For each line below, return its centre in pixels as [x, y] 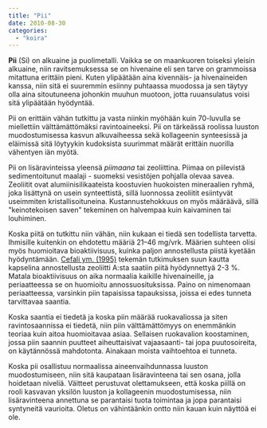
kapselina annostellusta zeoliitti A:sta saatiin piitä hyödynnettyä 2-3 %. [124, 268]
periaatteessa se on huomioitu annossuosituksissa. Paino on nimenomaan [130, 285]
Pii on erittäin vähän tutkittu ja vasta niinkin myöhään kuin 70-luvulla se [124, 118]
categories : [28, 30]
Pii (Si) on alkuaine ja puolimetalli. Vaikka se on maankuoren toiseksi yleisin [132, 61]
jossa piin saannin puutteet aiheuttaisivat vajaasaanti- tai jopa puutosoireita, [133, 343]
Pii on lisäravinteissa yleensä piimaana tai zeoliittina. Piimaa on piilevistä [127, 167]
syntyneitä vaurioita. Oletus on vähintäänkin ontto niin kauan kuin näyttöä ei [132, 409]
